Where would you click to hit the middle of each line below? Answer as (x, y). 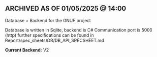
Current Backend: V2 (27, 50)
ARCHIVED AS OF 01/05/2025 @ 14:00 (66, 9)
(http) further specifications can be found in (49, 35)
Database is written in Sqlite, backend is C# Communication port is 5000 (79, 30)
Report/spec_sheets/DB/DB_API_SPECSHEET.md (55, 40)
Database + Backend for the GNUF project (48, 20)
